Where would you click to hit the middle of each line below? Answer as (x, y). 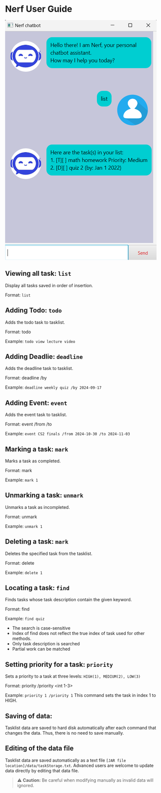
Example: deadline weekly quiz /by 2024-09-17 (53, 387)
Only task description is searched (46, 644)
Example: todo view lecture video (40, 341)
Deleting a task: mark (37, 542)
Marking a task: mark (37, 449)
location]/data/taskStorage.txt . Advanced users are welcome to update (80, 765)
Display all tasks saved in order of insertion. (49, 285)
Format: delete (20, 563)
